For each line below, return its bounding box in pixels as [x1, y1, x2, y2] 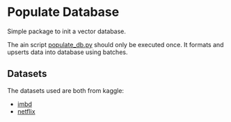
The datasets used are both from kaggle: [7, 86, 124, 94]
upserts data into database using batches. [7, 48, 128, 56]
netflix [17, 107, 36, 115]
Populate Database [7, 4, 120, 20]
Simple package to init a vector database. [7, 27, 127, 35]
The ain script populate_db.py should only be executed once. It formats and [7, 40, 224, 49]
